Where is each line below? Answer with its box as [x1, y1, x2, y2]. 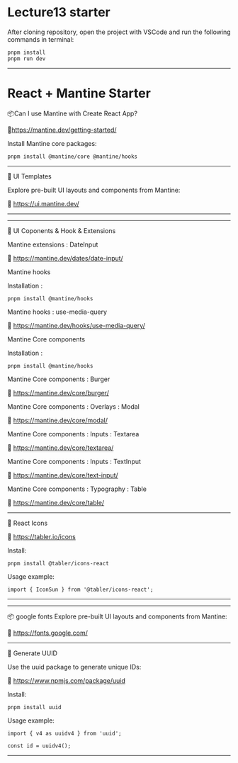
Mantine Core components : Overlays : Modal [7, 402, 140, 411]
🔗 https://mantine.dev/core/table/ [7, 498, 105, 507]
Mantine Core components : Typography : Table [7, 485, 147, 493]
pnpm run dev [7, 55, 46, 62]
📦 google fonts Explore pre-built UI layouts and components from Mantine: [7, 612, 228, 621]
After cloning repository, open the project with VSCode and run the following [7, 28, 232, 36]
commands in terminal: [7, 35, 74, 43]
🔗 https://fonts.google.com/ [7, 628, 89, 637]
